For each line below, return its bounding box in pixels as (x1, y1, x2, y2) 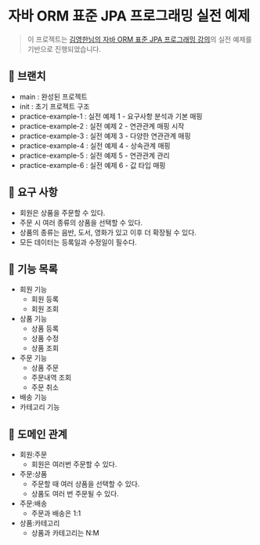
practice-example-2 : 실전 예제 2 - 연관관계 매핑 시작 (19, 121, 185, 130)
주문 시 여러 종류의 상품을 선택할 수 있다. (19, 217, 143, 227)
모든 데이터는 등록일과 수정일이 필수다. (19, 237, 137, 247)
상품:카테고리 (19, 518, 60, 528)
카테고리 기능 (19, 402, 60, 412)
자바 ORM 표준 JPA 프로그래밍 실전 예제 (8, 7, 251, 25)
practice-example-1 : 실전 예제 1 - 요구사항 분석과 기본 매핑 (19, 111, 203, 121)
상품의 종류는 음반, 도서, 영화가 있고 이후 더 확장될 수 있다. (19, 227, 197, 237)
